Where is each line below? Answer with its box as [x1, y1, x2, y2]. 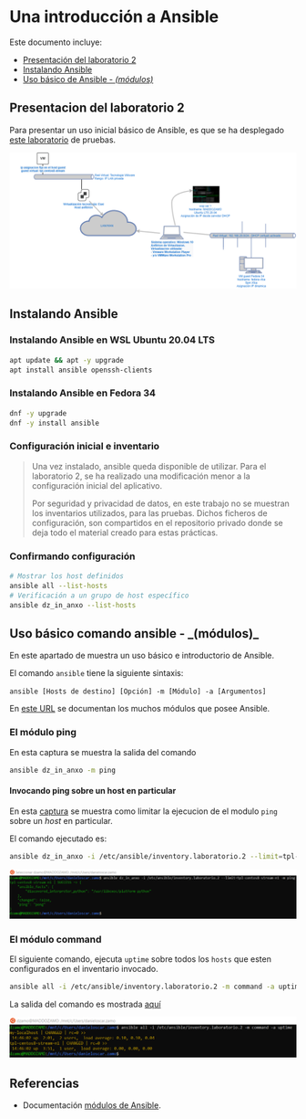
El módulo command [9, 933, 102, 945]
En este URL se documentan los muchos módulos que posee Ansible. [9, 703, 270, 714]
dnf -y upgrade [9, 408, 67, 417]
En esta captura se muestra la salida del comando [9, 746, 197, 757]
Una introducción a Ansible [9, 6, 219, 27]
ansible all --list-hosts [9, 581, 107, 590]
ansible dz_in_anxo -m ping [9, 765, 117, 775]
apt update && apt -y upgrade [9, 355, 125, 364]
